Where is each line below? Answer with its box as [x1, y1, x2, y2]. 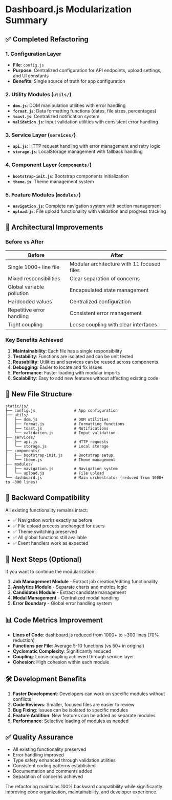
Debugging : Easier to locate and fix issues [12, 364, 103, 370]
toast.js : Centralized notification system [12, 114, 100, 120]
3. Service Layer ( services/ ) [5, 131, 76, 139]
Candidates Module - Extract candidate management [12, 589, 126, 595]
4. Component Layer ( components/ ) [5, 161, 92, 168]
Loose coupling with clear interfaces [69, 321, 157, 328]
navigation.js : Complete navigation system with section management [12, 203, 161, 209]
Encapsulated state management [69, 286, 149, 294]
